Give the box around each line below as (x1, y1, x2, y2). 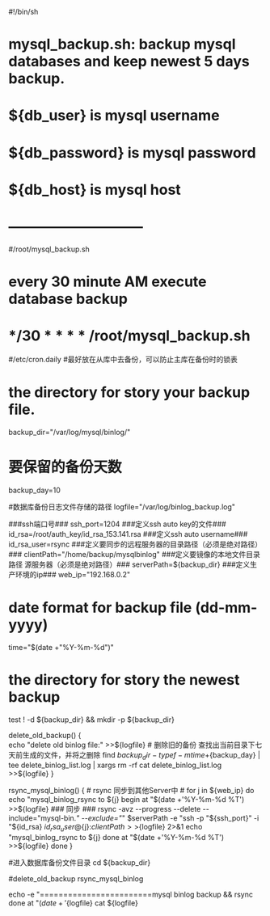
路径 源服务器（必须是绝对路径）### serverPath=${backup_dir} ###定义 (8, 559, 251, 569)
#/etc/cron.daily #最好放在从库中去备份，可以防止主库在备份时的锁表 (8, 354, 238, 364)
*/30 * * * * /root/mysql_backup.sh (8, 327, 251, 345)
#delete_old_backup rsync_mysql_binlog (8, 874, 144, 884)
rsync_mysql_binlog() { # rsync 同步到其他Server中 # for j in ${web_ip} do (8, 786, 255, 796)
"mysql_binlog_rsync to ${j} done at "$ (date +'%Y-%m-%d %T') (8, 833, 225, 842)
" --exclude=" (75, 813, 123, 823)
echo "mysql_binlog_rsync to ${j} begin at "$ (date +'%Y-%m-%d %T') (8, 795, 245, 804)
